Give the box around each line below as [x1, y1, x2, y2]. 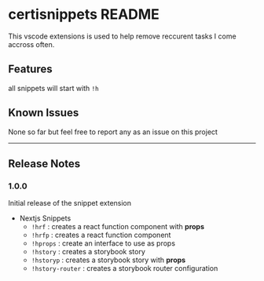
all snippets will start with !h [8, 83, 100, 93]
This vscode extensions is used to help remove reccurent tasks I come [8, 31, 237, 41]
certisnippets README [8, 5, 159, 24]
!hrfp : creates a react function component [31, 230, 171, 240]
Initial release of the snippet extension [8, 199, 132, 208]
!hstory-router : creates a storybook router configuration [31, 264, 218, 273]
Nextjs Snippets [19, 213, 71, 223]
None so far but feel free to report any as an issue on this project [8, 127, 218, 137]
